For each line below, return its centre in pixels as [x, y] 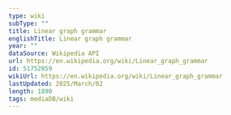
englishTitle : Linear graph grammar [70, 38]
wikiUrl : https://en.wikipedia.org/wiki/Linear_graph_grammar [115, 76]
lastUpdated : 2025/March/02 [56, 83]
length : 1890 [30, 91]
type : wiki [27, 16]
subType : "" [28, 23]
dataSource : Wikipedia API [54, 53]
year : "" [23, 46]
